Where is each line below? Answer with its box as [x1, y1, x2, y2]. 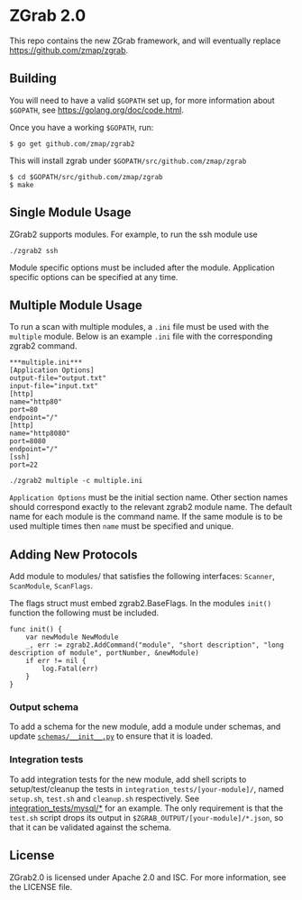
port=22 [9, 460, 39, 469]
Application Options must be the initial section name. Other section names [9, 492, 288, 503]
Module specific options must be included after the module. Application [9, 262, 275, 273]
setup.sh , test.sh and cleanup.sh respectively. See [9, 793, 200, 804]
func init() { [9, 625, 63, 634]
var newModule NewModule [25, 632, 119, 642]
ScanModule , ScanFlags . [9, 580, 94, 591]
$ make [9, 180, 34, 189]
